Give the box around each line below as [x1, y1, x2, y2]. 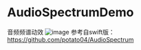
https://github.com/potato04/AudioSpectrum [7, 35, 134, 43]
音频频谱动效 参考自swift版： [7, 28, 115, 36]
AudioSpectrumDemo [7, 5, 134, 20]
